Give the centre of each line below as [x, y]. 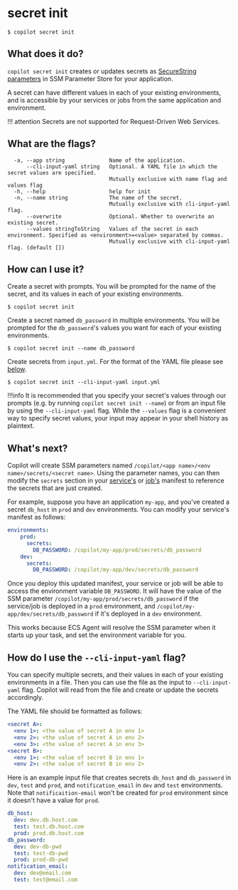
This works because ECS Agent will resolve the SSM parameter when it [112, 628]
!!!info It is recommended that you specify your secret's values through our [117, 395]
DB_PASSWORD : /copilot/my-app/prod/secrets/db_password [117, 550]
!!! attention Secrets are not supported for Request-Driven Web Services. [114, 121]
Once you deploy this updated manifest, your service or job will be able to [115, 584]
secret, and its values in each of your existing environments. [95, 294]
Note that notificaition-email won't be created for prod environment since [118, 793]
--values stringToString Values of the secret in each [112, 229]
